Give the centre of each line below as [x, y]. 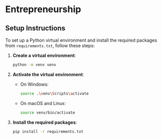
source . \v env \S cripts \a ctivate [54, 93]
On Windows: [34, 84]
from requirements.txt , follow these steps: [50, 46]
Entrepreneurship [43, 9]
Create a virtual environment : [44, 55]
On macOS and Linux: [43, 103]
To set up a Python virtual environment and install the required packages [81, 40]
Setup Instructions [35, 28]
